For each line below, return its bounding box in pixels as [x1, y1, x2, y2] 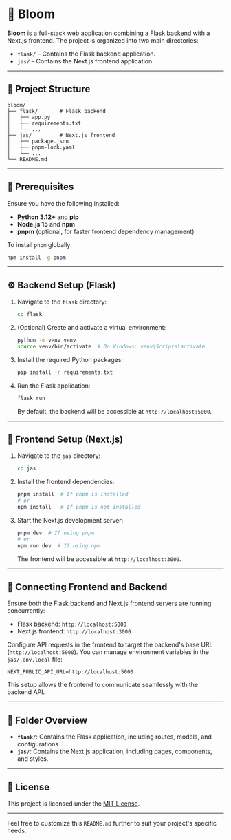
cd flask [16, 311, 43, 318]
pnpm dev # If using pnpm [16, 529, 95, 536]
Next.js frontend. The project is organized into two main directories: [7, 36, 199, 44]
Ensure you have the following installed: [7, 199, 120, 207]
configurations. [16, 740, 60, 748]
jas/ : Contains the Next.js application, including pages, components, [16, 747, 212, 756]
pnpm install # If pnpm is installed [16, 491, 129, 498]
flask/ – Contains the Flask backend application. [16, 50, 156, 58]
